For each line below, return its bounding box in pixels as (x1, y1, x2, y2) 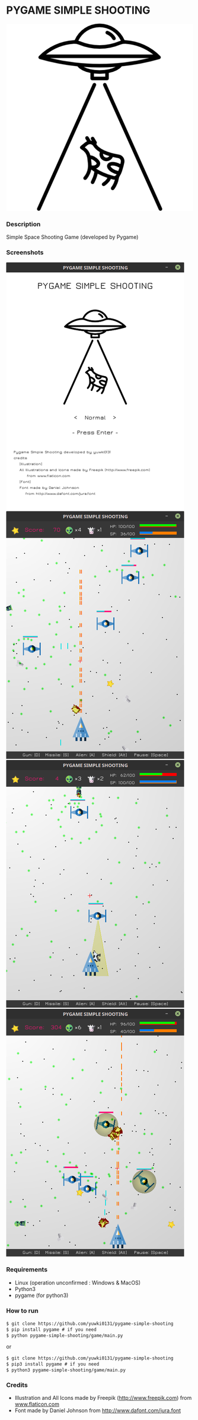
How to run (6, 1307, 39, 1315)
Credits (6, 1381, 28, 1389)
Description (6, 220, 41, 228)
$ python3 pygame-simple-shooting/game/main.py (6, 1367, 126, 1373)
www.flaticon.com (14, 1400, 59, 1408)
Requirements (6, 1266, 48, 1274)
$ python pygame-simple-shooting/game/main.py (6, 1333, 123, 1339)
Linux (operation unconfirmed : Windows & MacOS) (14, 1279, 141, 1286)
